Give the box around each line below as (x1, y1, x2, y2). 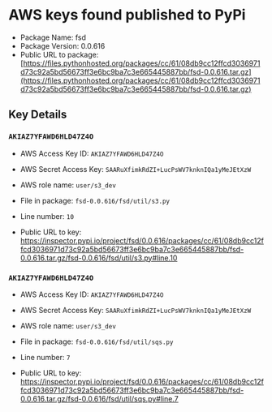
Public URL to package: (19, 49, 99, 59)
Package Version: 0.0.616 (19, 41, 106, 50)
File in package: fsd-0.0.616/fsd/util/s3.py (19, 195, 171, 205)
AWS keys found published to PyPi (8, 6, 246, 24)
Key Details (8, 108, 67, 122)
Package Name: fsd (19, 32, 87, 42)
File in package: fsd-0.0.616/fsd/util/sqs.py (19, 337, 174, 346)
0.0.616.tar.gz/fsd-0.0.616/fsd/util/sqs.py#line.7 (19, 393, 179, 403)
